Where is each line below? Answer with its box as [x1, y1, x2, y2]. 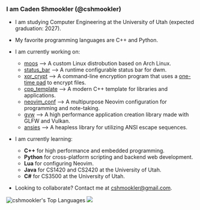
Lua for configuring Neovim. [23, 160, 94, 167]
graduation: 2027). [14, 25, 61, 32]
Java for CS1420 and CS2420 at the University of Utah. [23, 166, 162, 173]
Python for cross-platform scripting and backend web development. [23, 153, 193, 161]
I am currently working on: [14, 48, 80, 55]
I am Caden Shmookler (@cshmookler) [6, 5, 121, 13]
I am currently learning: [14, 135, 73, 143]
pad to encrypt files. [35, 79, 86, 86]
